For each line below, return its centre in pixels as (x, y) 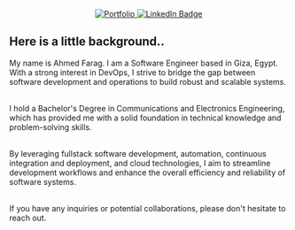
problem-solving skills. (50, 126)
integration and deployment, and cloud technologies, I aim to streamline (140, 163)
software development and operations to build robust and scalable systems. (147, 81)
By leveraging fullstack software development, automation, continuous (138, 153)
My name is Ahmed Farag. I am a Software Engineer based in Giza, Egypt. (144, 63)
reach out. (28, 218)
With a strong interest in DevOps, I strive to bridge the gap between (132, 72)
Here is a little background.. (87, 42)
